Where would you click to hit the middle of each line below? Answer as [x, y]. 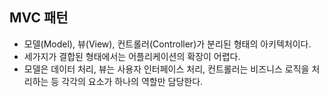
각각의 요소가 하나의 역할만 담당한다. [132, 81]
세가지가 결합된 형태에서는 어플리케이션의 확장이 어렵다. [132, 56]
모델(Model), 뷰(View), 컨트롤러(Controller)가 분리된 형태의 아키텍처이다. [167, 44]
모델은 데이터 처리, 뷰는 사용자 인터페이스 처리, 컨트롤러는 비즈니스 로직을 [166, 69]
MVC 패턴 [39, 18]
